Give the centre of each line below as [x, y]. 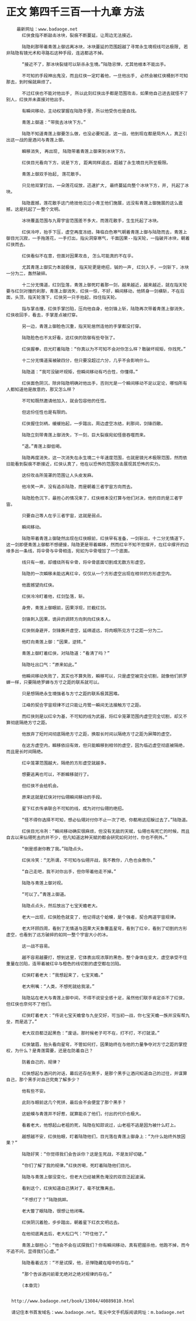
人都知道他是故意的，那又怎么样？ [41, 389]
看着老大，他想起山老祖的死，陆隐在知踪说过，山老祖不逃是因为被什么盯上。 [100, 1125]
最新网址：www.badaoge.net [47, 29]
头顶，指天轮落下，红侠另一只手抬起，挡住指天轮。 [67, 297]
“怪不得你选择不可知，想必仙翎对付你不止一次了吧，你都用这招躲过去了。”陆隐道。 [106, 820]
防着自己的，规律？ [41, 1062]
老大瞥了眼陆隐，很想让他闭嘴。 [54, 1211]
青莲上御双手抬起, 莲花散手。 [52, 174]
